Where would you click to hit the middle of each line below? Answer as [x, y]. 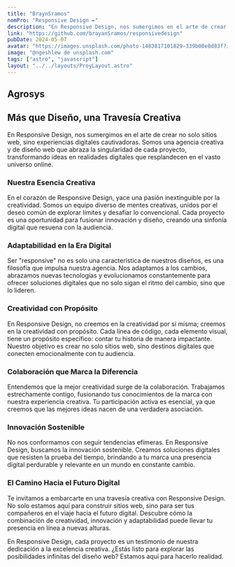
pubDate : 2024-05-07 [37, 40]
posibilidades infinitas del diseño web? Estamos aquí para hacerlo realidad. [115, 556]
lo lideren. [22, 290]
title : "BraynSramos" [39, 14]
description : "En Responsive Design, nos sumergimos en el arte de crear [117, 27]
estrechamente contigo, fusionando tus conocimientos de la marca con [110, 394]
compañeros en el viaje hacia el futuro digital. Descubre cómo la [100, 513]
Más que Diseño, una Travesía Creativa [94, 118]
